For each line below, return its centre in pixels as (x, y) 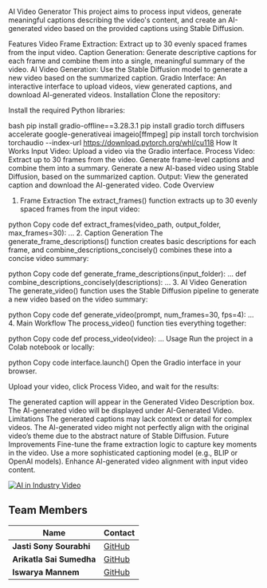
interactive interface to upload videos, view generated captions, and (120, 86)
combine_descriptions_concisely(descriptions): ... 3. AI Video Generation (128, 282)
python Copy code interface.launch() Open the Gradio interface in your (125, 363)
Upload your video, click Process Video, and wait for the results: (114, 387)
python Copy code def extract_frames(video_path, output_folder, (115, 224)
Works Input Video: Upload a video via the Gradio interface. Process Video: (132, 151)
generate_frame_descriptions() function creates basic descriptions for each (132, 241)
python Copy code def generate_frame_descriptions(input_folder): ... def (128, 274)
